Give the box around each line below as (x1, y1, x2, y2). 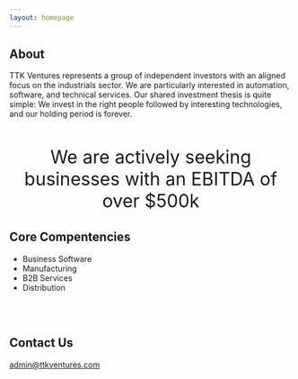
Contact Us (9, 335, 74, 351)
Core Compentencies (9, 230, 131, 245)
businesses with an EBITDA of (23, 167, 278, 191)
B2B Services (22, 272, 74, 284)
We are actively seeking (49, 146, 252, 169)
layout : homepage (9, 13, 74, 23)
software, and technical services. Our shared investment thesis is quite (9, 89, 272, 100)
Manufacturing (22, 263, 78, 274)
